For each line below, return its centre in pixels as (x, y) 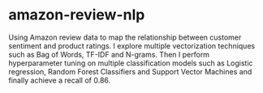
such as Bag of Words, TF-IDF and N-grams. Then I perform (109, 54)
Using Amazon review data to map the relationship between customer (125, 37)
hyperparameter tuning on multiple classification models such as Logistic (131, 63)
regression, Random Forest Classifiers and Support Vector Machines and (130, 71)
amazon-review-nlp (77, 15)
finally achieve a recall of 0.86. (60, 80)
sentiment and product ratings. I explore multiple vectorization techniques (132, 45)
